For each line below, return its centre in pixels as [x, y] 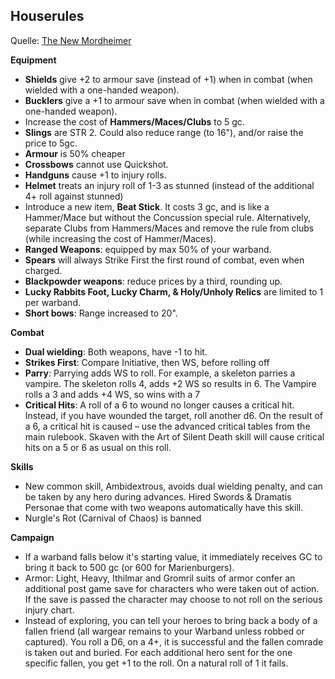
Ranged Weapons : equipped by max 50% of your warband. [148, 249]
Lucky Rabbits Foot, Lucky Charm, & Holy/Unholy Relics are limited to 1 [174, 291]
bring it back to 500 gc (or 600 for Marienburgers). [129, 567]
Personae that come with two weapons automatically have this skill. [164, 507]
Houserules [47, 16]
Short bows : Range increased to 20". [101, 313]
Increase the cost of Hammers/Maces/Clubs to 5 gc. [134, 121]
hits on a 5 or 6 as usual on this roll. [98, 447]
